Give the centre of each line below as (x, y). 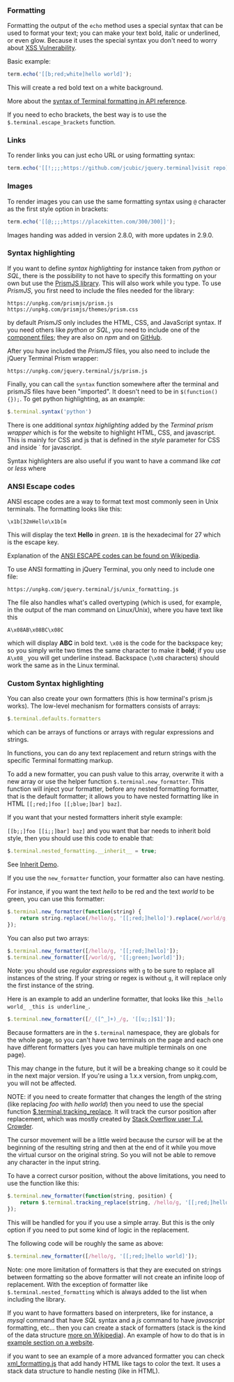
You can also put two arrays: (48, 938)
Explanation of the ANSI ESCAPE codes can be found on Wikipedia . (104, 555)
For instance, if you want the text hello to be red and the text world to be (111, 892)
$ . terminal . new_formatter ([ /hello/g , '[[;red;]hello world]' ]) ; (102, 1256)
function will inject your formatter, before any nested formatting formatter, (113, 789)
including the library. (37, 1299)
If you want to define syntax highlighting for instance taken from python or (114, 268)
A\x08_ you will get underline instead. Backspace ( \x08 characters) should (113, 657)
